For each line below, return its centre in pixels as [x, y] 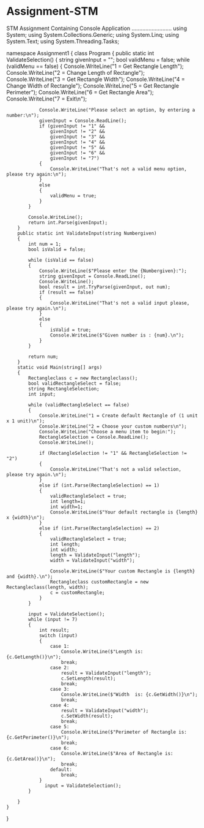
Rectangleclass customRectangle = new [99, 582]
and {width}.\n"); [30, 576]
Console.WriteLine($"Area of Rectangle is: [117, 753]
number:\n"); [23, 115]
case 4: [60, 705]
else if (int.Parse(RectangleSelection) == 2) [99, 528]
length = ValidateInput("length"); [95, 555]
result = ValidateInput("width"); [105, 710]
